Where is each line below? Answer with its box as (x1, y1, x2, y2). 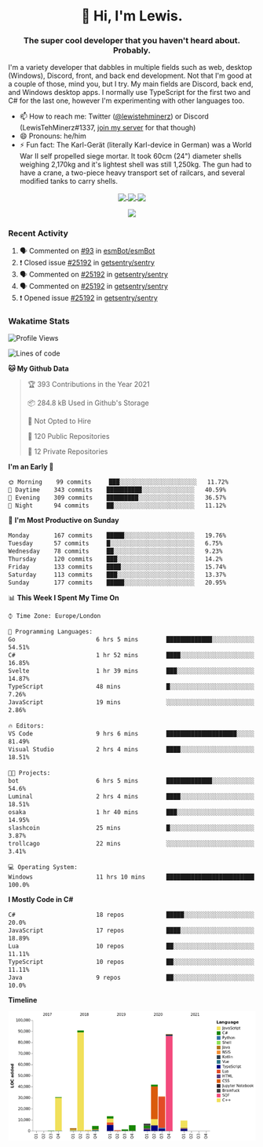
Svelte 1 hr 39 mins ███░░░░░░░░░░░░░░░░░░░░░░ (8, 667, 255, 675)
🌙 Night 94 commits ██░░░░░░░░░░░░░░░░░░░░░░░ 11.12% (8, 502, 226, 510)
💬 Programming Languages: (8, 628, 93, 636)
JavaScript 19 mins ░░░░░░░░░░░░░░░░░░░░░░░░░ (8, 699, 255, 707)
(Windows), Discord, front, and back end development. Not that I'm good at (8, 71, 253, 81)
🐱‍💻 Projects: (8, 769, 51, 777)
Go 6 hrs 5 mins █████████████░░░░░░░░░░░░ (8, 636, 255, 644)
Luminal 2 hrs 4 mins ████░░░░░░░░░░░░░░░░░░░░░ (8, 793, 255, 801)
